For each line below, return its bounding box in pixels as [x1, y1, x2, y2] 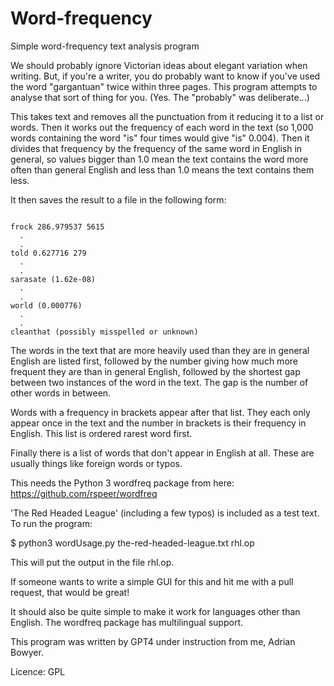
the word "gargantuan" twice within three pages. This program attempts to [10, 80, 318, 92]
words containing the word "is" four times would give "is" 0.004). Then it [10, 132, 310, 144]
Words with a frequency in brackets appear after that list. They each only [10, 406, 311, 418]
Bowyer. [10, 646, 44, 658]
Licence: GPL [10, 665, 66, 677]
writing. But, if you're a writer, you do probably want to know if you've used [10, 70, 321, 82]
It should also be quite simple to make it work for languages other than [10, 605, 301, 617]
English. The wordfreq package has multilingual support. [10, 616, 243, 628]
